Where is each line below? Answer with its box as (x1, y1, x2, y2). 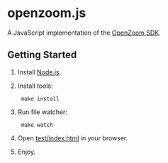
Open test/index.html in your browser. (17, 133, 128, 142)
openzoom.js (7, 5, 86, 21)
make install (21, 95, 60, 102)
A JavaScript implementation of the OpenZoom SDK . (7, 28, 161, 37)
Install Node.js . (17, 67, 62, 76)
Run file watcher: (17, 108, 67, 116)
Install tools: (17, 81, 53, 90)
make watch (21, 121, 53, 128)
